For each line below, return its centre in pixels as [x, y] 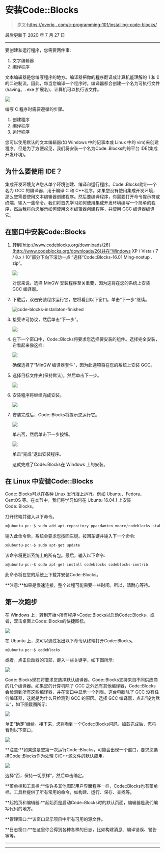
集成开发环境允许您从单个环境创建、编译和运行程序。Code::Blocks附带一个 [81, 184]
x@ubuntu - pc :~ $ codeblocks [33, 650]
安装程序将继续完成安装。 [38, 395]
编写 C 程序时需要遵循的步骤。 [36, 109]
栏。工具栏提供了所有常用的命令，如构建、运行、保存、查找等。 [69, 792]
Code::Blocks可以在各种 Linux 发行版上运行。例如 [55, 494]
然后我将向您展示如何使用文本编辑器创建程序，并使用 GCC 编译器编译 [84, 209]
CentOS [13, 500]
